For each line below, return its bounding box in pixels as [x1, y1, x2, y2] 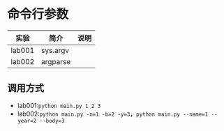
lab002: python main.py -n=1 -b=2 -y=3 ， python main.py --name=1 [17, 109, 209, 118]
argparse [40, 56, 71, 66]
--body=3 [39, 117, 65, 124]
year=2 [17, 117, 37, 124]
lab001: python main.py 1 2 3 [17, 101, 101, 109]
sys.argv [40, 45, 70, 55]
